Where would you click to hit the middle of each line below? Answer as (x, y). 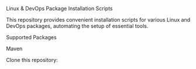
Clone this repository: (32, 60)
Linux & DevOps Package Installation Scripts (59, 8)
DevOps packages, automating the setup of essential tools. (77, 26)
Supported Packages (31, 37)
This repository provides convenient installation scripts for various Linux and (98, 20)
